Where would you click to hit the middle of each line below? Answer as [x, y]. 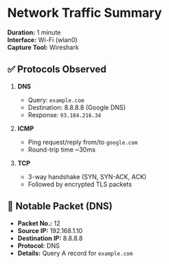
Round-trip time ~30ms [62, 150]
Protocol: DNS [39, 245]
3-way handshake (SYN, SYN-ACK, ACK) [87, 176]
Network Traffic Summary [85, 13]
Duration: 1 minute [34, 32]
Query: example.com [56, 100]
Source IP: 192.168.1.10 [50, 230]
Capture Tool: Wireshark [43, 47]
